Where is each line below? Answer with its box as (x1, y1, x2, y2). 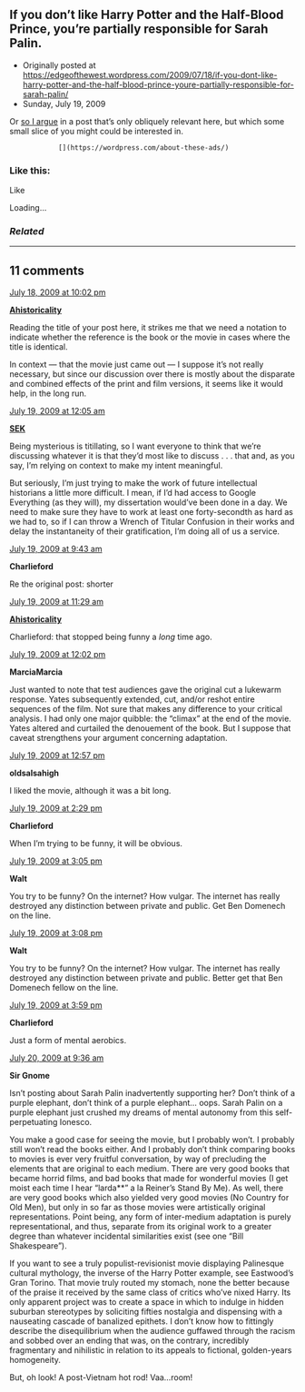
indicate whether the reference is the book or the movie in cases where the (9, 331, 290, 343)
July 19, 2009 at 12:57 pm (9, 750, 105, 761)
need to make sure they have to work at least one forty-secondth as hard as (9, 507, 293, 518)
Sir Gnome (9, 1071, 50, 1081)
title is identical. (9, 341, 68, 352)
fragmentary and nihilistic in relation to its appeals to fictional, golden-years (9, 1345, 292, 1356)
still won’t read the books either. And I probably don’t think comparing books (9, 1144, 296, 1155)
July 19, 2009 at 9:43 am (9, 544, 103, 555)
